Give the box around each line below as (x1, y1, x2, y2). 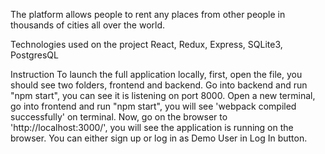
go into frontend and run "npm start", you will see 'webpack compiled (10, 100, 297, 112)
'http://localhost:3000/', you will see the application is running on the (10, 122, 294, 133)
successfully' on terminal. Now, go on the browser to (10, 111, 228, 123)
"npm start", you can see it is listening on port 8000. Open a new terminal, (10, 90, 316, 101)
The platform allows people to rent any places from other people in (10, 9, 286, 20)
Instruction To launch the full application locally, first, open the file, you (10, 69, 303, 80)
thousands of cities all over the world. (10, 19, 166, 31)
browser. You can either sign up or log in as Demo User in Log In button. (10, 132, 308, 144)
